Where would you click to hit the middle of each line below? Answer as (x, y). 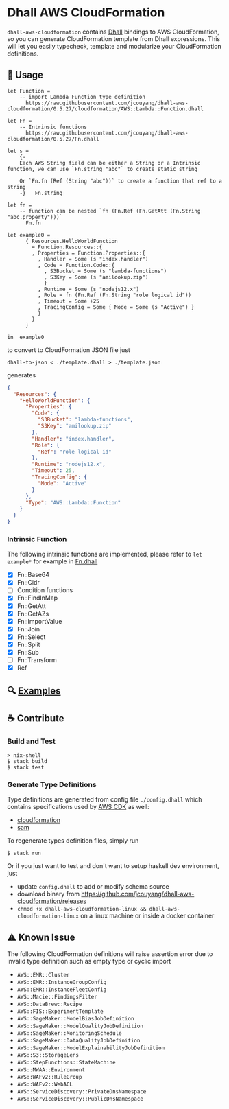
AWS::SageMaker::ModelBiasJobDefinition (75, 1019)
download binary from (48, 894)
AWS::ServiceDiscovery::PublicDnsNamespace (80, 1099)
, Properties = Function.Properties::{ (89, 253)
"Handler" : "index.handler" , (73, 439)
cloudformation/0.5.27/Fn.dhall (53, 139)
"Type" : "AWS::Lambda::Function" (73, 502)
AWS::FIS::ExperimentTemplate (60, 1012)
